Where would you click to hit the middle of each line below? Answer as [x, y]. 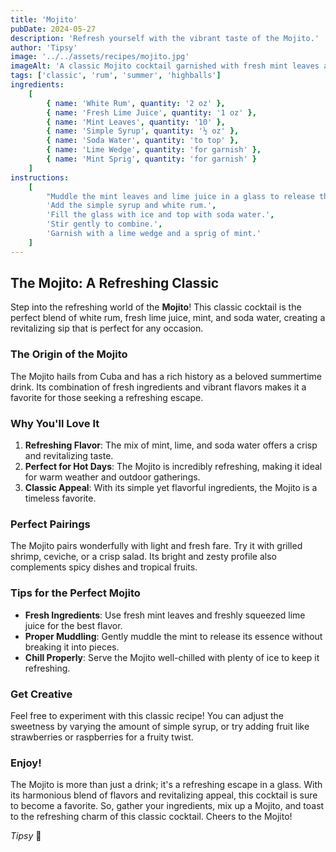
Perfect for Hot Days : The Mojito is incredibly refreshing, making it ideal [173, 467]
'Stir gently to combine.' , [104, 224]
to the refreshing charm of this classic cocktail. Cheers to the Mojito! [151, 817]
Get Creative [41, 694]
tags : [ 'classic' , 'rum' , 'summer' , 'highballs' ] [116, 76]
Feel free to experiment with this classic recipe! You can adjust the [147, 715]
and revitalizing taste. [69, 456]
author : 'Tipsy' [44, 47]
